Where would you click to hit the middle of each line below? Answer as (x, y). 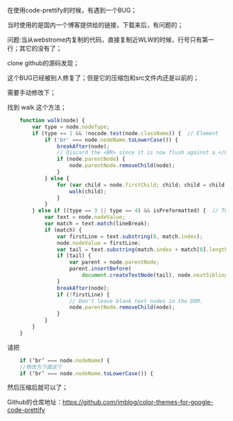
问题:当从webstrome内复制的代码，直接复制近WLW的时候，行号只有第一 (111, 40)
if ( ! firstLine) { (83, 294)
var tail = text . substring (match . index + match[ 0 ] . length (142, 249)
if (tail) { (74, 256)
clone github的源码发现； (43, 63)
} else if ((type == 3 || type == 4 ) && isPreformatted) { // (125, 211)
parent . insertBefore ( (100, 269)
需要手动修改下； (32, 93)
